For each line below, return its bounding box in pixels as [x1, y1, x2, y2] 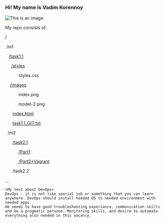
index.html [12, 111, 34, 117]
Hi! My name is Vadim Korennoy [5, 4, 83, 11]
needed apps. [5, 200, 32, 205]
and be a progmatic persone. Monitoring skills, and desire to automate [5, 209, 158, 214]
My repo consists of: [5, 25, 47, 31]
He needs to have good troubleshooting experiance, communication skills [5, 204, 161, 210]
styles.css [18, 73, 40, 78]
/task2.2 [12, 168, 30, 174]
